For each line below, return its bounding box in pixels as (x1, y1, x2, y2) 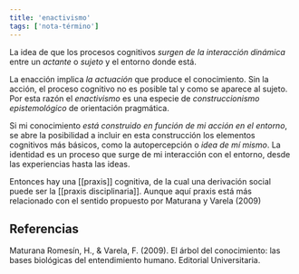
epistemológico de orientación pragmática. (9, 102, 169, 113)
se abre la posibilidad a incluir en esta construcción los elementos (9, 129, 256, 140)
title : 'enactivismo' (9, 13, 92, 23)
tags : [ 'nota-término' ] (9, 22, 100, 31)
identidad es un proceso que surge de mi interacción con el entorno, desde (9, 148, 291, 159)
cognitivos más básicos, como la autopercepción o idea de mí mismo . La (9, 139, 281, 150)
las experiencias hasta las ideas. (9, 158, 130, 169)
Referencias (9, 221, 80, 236)
